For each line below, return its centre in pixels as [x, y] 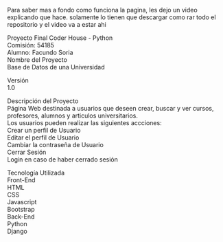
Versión [18, 80]
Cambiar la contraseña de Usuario [56, 145]
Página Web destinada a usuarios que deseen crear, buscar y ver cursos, [110, 108]
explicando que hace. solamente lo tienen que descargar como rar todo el [111, 17]
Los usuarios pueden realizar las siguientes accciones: [85, 123]
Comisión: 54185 [31, 45]
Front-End [21, 180]
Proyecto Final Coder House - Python [60, 38]
